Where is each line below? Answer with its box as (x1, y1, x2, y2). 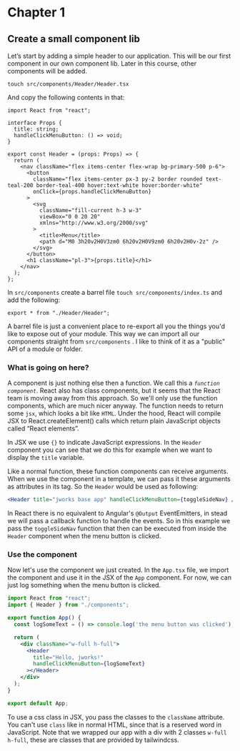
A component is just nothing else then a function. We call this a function (7, 379, 220, 388)
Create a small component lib (7, 33, 141, 45)
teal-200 (7, 182, 34, 189)
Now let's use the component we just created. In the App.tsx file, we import (7, 565, 229, 575)
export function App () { (7, 615, 81, 622)
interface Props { (7, 119, 62, 126)
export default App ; (7, 700, 69, 707)
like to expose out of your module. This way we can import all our (7, 330, 200, 338)
